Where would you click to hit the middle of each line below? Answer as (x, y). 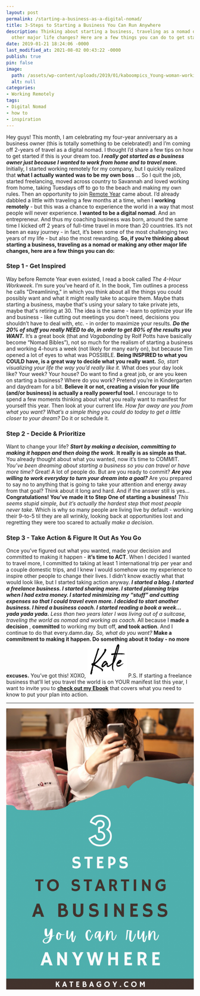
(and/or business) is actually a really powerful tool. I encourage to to (92, 393)
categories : (21, 88)
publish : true (24, 57)
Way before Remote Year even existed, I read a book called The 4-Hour (94, 279)
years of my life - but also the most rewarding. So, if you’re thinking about (98, 238)
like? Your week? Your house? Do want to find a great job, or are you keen (97, 374)
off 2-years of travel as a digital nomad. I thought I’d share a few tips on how (100, 149)
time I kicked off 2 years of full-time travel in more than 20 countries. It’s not (99, 225)
